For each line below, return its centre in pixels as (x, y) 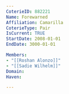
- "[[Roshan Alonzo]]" (33, 60)
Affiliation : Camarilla (35, 22)
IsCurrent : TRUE (26, 33)
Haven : (14, 77)
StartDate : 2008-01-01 (33, 39)
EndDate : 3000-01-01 (31, 45)
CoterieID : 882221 (28, 11)
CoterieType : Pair (28, 28)
